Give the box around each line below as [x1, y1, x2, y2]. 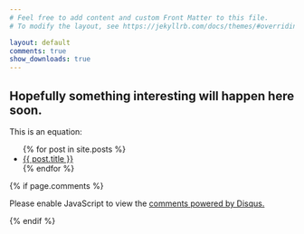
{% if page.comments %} [9, 180, 104, 191]
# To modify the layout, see [9, 22, 119, 31]
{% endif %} [9, 215, 56, 226]
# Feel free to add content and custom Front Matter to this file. [9, 13, 270, 23]
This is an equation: [9, 126, 83, 136]
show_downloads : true [9, 55, 91, 64]
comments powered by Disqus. [148, 198, 265, 209]
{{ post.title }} [22, 153, 74, 164]
